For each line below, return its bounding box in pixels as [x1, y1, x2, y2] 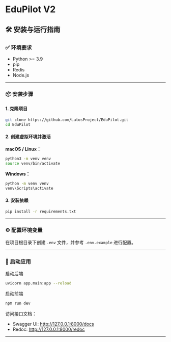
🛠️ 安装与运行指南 [5, 25, 61, 34]
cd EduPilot [5, 122, 31, 127]
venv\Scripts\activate [5, 186, 53, 191]
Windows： [5, 171, 31, 177]
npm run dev [5, 301, 31, 306]
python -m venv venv [5, 181, 49, 186]
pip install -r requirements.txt [5, 209, 76, 214]
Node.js [12, 72, 30, 78]
